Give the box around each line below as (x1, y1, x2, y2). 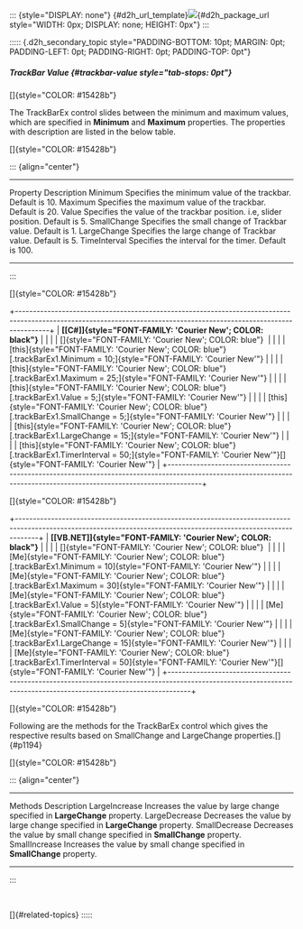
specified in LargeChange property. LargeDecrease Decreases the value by (9, 810, 291, 821)
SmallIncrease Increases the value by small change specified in (9, 839, 245, 850)
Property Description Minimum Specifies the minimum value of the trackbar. (9, 187, 291, 198)
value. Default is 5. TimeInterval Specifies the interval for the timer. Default (9, 235, 287, 245)
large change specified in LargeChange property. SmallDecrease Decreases (9, 819, 294, 830)
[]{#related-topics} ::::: (9, 909, 93, 920)
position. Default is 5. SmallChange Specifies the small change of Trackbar (9, 216, 287, 226)
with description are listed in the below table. (9, 126, 176, 137)
